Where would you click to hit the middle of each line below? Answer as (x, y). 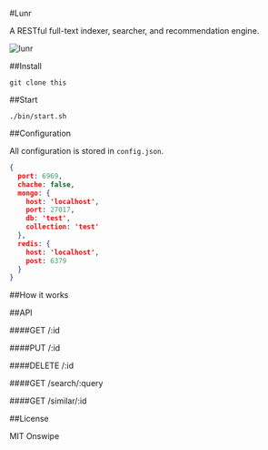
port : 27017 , (50, 210)
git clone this (38, 83)
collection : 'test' (63, 227)
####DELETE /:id (42, 366)
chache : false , (46, 184)
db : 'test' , (48, 219)
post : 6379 (46, 261)
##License (30, 419)
